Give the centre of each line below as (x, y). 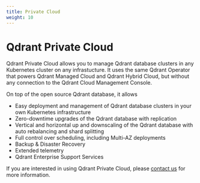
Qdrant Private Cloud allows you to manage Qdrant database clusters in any (100, 64)
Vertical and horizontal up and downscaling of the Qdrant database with (104, 125)
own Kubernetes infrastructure (53, 112)
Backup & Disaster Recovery (50, 144)
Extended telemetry (39, 151)
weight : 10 (20, 17)
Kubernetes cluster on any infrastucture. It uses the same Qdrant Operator (98, 70)
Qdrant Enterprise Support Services (59, 157)
